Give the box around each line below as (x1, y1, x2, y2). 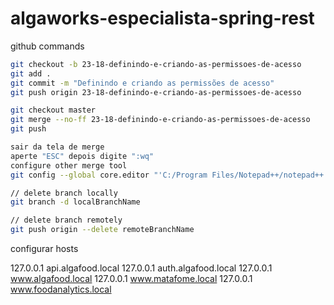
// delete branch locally (10, 188, 118, 198)
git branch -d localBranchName (10, 197, 141, 207)
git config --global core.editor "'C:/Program (10, 170, 208, 180)
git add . (10, 68, 52, 79)
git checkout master (10, 105, 97, 116)
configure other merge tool (10, 160, 128, 171)
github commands (10, 40, 85, 52)
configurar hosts (10, 243, 79, 255)
